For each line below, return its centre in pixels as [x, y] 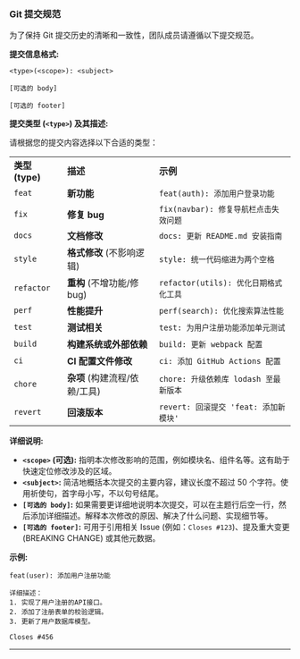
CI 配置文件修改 [100, 361]
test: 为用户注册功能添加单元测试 [222, 328]
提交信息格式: [34, 55]
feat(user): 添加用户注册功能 [60, 576]
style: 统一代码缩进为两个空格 [217, 260]
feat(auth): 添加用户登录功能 [217, 194]
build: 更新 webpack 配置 [211, 345]
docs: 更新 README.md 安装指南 [221, 236]
